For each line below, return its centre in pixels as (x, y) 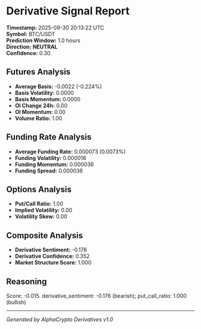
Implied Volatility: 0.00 (44, 210)
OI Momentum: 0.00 (40, 111)
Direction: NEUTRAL (32, 47)
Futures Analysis (38, 72)
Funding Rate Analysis (49, 137)
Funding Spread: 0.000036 (49, 170)
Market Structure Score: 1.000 (53, 262)
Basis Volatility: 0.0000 (44, 93)
